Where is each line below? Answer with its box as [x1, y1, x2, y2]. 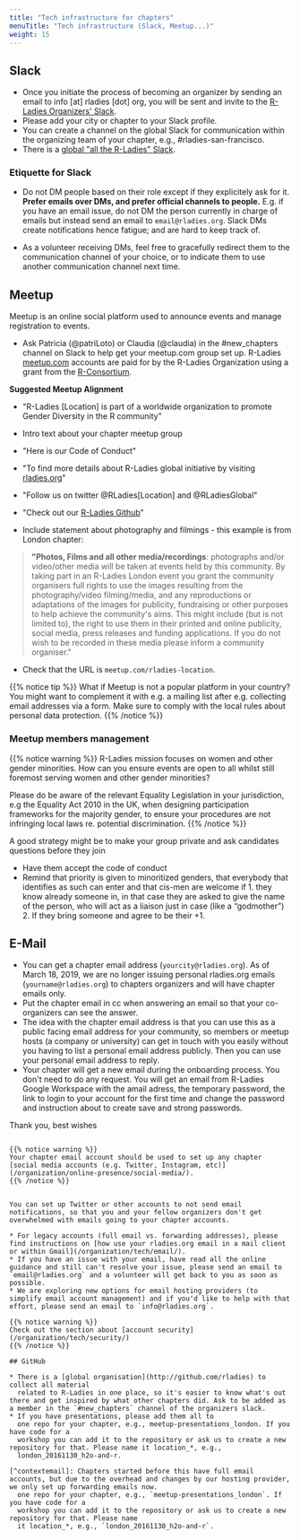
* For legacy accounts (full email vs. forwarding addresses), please [9, 1231, 279, 1240]
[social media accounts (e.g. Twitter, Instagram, [9, 1161, 202, 1170]
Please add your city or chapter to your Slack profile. [21, 116, 218, 126]
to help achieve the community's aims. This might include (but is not [30, 609, 284, 620]
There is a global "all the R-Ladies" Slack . [21, 144, 176, 155]
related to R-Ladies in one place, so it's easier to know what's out [17, 1388, 287, 1397]
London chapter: [21, 535, 84, 545]
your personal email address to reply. [21, 1055, 159, 1066]
